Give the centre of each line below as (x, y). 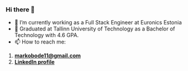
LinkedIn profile (34, 62)
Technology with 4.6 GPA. (46, 35)
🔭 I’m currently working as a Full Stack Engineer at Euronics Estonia (98, 23)
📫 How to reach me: (40, 42)
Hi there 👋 (20, 10)
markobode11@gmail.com (48, 55)
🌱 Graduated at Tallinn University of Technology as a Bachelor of (95, 29)
